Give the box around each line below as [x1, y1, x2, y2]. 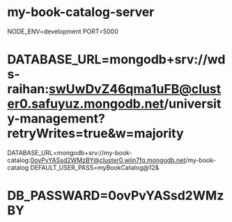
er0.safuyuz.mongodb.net [7, 96, 164, 112]
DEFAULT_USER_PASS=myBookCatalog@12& [30, 163, 160, 171]
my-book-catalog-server [7, 4, 155, 20]
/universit [163, 96, 222, 112]
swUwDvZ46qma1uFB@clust [48, 81, 222, 97]
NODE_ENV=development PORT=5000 [7, 27, 118, 35]
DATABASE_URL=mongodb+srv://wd [7, 51, 226, 68]
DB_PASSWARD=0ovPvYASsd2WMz [7, 188, 224, 204]
